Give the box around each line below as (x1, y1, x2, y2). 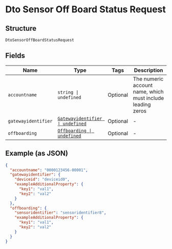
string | (57, 89, 79, 95)
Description (134, 67, 163, 74)
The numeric (133, 75, 164, 82)
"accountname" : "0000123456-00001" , (10, 168, 88, 173)
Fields (5, 51, 26, 60)
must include (133, 94, 164, 101)
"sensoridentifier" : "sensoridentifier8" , (14, 210, 106, 216)
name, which (133, 88, 164, 95)
